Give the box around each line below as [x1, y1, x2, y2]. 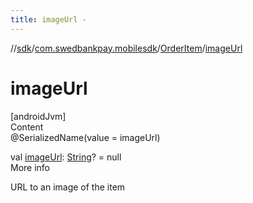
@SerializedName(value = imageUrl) [10, 131, 161, 143]
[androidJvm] [10, 110, 67, 122]
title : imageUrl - [10, 14, 87, 25]
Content [10, 121, 44, 133]
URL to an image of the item [10, 181, 126, 193]
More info [10, 161, 51, 173]
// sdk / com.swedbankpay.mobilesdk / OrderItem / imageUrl [10, 42, 243, 54]
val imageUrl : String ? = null [10, 151, 122, 163]
